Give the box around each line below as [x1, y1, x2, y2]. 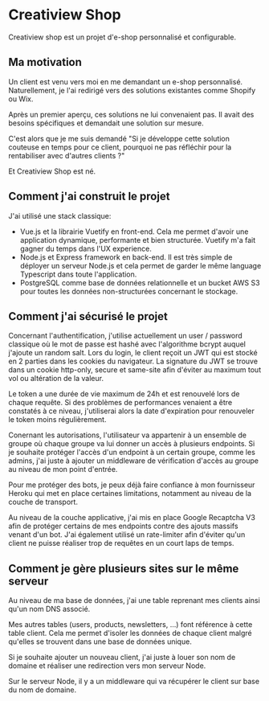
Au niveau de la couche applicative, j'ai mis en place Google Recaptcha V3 [8, 513, 255, 523]
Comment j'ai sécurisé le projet [8, 310, 169, 323]
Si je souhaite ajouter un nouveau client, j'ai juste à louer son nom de [8, 653, 236, 662]
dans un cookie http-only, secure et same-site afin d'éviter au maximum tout [8, 365, 262, 375]
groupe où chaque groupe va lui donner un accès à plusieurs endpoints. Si [8, 439, 255, 449]
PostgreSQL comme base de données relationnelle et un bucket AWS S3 [19, 277, 260, 287]
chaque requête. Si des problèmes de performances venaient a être [8, 398, 233, 408]
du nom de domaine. [8, 685, 77, 695]
